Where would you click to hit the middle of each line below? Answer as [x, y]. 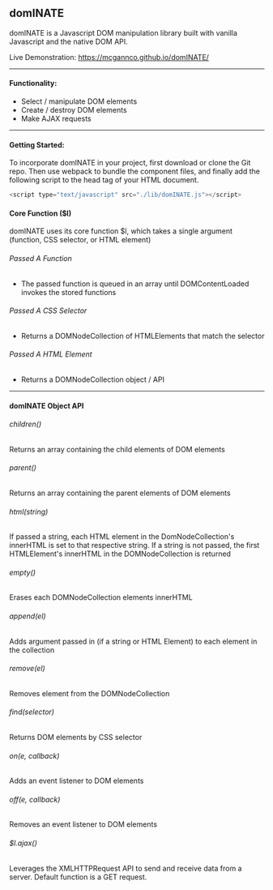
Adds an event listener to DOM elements [77, 781]
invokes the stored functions [68, 292]
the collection [32, 650]
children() [26, 424]
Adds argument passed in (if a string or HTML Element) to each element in [133, 641]
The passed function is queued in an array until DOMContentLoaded [135, 284]
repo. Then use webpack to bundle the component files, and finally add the [134, 171]
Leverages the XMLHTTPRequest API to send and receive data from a [126, 868]
